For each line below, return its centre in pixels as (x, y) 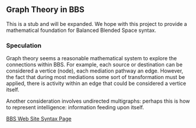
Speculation (24, 45)
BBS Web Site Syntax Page (39, 119)
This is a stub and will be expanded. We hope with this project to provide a (97, 24)
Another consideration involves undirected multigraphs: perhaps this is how (98, 101)
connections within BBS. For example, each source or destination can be (94, 65)
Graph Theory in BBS (45, 10)
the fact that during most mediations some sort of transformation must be (96, 77)
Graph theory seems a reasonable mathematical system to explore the (92, 58)
